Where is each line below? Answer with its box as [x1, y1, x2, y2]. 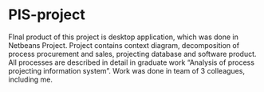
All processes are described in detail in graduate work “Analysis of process [8, 58, 255, 67]
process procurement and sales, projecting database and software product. [8, 49, 257, 58]
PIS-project [8, 6, 85, 24]
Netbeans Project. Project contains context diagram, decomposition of [8, 40, 240, 50]
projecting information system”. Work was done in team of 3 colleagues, [8, 66, 246, 75]
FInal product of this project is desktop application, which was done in [8, 32, 239, 42]
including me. [8, 74, 53, 84]
